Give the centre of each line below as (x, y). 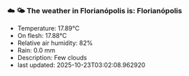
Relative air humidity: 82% (55, 43)
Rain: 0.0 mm (36, 50)
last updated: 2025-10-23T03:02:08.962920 (81, 65)
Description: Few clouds (52, 58)
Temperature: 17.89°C (48, 28)
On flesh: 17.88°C (42, 36)
